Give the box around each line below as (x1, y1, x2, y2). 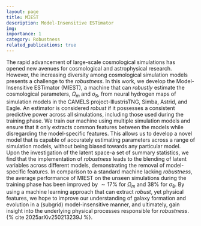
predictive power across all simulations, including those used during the (6, 111, 184, 118)
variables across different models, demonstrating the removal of (6, 161, 165, 169)
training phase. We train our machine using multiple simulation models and (6, 117, 191, 124)
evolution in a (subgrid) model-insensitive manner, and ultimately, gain (6, 201, 180, 208)
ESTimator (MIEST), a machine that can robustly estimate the (34, 84, 185, 91)
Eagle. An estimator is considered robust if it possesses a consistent (6, 104, 175, 111)
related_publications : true (6, 42, 77, 48)
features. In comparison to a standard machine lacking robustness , (27, 168, 193, 175)
